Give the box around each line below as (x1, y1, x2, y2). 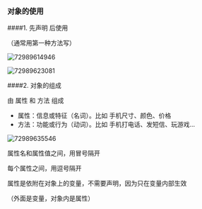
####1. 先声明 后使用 (7, 23, 69, 33)
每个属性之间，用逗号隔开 (7, 164, 82, 173)
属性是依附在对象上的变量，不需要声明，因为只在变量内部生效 (7, 179, 187, 188)
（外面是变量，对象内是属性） (7, 194, 94, 203)
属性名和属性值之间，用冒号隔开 (7, 149, 100, 157)
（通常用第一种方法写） (7, 39, 76, 47)
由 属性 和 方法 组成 (7, 96, 64, 105)
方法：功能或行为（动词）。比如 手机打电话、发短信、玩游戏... (17, 120, 196, 129)
